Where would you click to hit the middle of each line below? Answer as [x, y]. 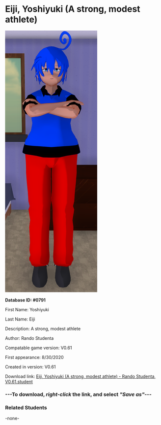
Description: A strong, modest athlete [43, 328]
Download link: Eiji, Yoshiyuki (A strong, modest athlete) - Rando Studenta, [80, 376]
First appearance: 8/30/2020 [34, 357]
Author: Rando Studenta [29, 338]
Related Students [26, 407]
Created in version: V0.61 [30, 367]
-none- [12, 418]
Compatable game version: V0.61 [39, 348]
